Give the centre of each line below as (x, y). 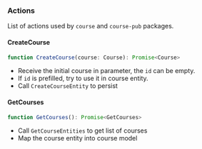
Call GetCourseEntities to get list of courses (82, 131)
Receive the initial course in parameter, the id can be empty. (106, 71)
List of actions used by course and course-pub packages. (91, 26)
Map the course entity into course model (77, 138)
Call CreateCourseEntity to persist (67, 86)
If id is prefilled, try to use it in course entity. (83, 78)
